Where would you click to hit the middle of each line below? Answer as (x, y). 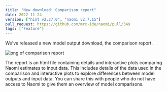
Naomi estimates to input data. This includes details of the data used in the (83, 68)
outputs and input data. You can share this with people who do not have (80, 79)
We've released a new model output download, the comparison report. (79, 43)
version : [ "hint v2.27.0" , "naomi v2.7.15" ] (53, 19)
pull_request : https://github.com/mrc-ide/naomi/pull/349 (68, 24)
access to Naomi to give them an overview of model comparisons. (74, 84)
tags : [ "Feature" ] (25, 29)
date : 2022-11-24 (24, 15)
